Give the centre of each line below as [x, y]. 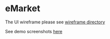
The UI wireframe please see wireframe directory [55, 22]
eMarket [23, 9]
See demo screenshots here [34, 31]
